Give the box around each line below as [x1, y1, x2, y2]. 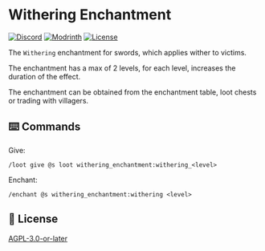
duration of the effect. [8, 71, 81, 81]
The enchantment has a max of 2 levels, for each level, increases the [8, 63, 236, 73]
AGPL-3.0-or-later [8, 233, 68, 243]
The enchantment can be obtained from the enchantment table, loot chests [8, 87, 257, 97]
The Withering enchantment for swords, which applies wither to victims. [8, 47, 247, 57]
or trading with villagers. [8, 95, 89, 105]
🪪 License [8, 213, 59, 226]
